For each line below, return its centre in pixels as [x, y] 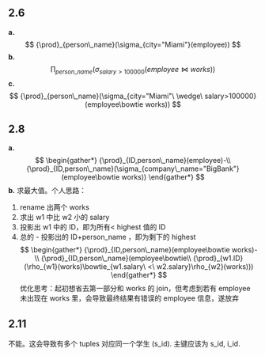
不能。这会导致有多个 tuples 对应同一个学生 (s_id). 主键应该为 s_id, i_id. [124, 344]
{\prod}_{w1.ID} [218, 258]
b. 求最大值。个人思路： [47, 191]
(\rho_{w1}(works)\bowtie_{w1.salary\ [85, 267]
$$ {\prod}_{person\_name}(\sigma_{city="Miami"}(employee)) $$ [133, 44]
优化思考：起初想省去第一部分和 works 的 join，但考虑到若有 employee [135, 289]
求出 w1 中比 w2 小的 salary [64, 218]
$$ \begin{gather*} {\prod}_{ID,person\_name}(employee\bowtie [125, 250]
